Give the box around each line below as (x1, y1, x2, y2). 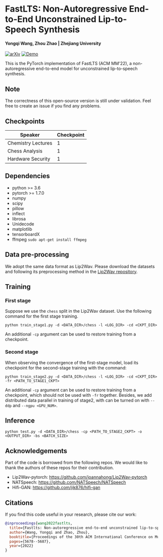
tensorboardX (12, 231, 40, 237)
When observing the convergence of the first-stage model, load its (5, 359, 139, 365)
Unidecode (12, 221, 34, 227)
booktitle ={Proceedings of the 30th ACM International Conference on (9, 534, 153, 540)
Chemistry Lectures (7, 140, 52, 147)
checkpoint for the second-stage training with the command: (5, 365, 127, 371)
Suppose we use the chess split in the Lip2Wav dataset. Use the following (5, 308, 152, 314)
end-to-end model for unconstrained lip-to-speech (35, 66, 138, 71)
